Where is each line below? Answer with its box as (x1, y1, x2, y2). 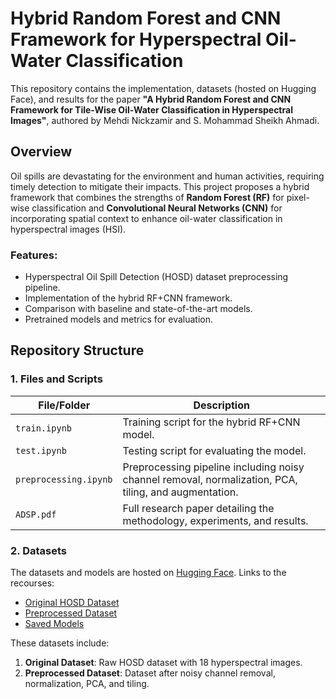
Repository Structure (10, 342, 145, 359)
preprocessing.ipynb (15, 473, 113, 485)
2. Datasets (10, 543, 67, 557)
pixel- (286, 191, 310, 203)
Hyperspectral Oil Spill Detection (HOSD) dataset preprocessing (24, 271, 289, 283)
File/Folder (38, 398, 91, 412)
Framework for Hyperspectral (10, 28, 262, 51)
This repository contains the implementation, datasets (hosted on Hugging (10, 82, 317, 94)
